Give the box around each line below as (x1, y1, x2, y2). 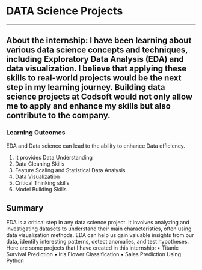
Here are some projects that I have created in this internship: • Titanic (6, 244, 179, 251)
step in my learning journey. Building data (6, 82, 165, 92)
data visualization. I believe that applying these (6, 64, 187, 74)
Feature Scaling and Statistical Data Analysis (14, 166, 126, 173)
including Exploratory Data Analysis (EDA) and (6, 54, 185, 64)
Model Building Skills (14, 185, 67, 193)
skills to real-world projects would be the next (6, 73, 182, 83)
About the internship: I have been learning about (6, 35, 192, 46)
